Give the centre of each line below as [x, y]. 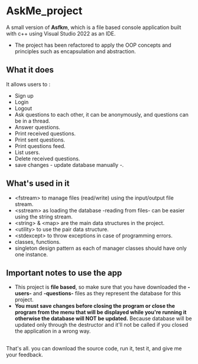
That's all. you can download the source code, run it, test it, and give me [94, 348]
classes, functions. [38, 241]
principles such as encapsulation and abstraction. [75, 51]
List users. [27, 152]
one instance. [31, 254]
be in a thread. [32, 121]
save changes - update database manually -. [69, 165]
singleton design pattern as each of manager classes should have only [101, 248]
